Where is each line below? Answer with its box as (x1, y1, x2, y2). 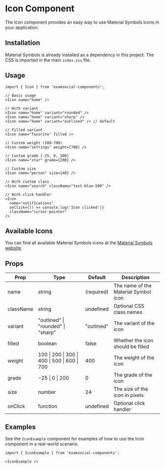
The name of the (113, 282, 152, 289)
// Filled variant (5, 127, 43, 132)
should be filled (113, 343, 149, 350)
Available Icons (5, 227, 53, 235)
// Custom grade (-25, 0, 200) (5, 153, 69, 158)
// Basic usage (5, 93, 36, 98)
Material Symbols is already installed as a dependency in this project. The (5, 52, 154, 58)
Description (121, 274, 150, 281)
